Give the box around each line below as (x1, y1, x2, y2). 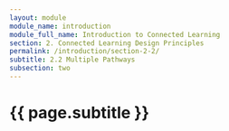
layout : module (9, 13, 67, 23)
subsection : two (9, 64, 71, 73)
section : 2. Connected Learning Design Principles (9, 38, 205, 48)
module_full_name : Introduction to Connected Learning (9, 30, 221, 39)
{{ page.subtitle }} (9, 103, 149, 123)
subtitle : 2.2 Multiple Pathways (9, 55, 136, 64)
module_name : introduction (9, 22, 111, 31)
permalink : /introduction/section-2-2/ (9, 47, 160, 56)
